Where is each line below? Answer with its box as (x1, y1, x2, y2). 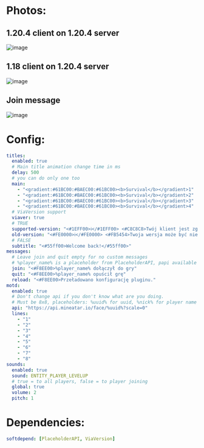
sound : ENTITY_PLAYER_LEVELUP (12, 373, 88, 379)
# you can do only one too (12, 175, 80, 182)
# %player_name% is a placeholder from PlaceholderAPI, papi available (12, 260, 197, 266)
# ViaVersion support (12, 209, 67, 216)
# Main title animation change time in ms (12, 164, 121, 170)
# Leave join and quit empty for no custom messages (12, 254, 148, 260)
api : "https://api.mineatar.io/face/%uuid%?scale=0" (12, 305, 148, 311)
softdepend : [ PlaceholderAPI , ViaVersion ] (6, 436, 115, 442)
